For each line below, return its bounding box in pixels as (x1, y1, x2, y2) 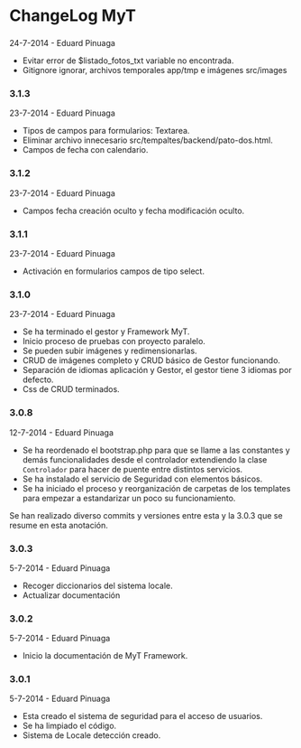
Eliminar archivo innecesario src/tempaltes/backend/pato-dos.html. (22, 135, 273, 145)
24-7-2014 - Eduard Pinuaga (9, 38, 115, 49)
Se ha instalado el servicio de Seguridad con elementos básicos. (22, 473, 263, 484)
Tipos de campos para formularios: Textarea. (22, 126, 190, 136)
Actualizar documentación (22, 589, 121, 601)
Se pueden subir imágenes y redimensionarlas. (22, 345, 197, 357)
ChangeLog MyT (9, 5, 137, 26)
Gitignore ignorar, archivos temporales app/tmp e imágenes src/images (22, 65, 287, 76)
